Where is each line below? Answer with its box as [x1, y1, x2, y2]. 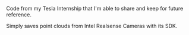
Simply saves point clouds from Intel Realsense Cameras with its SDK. [6, 23, 178, 29]
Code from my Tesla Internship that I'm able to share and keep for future [6, 5, 184, 12]
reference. [6, 11, 31, 18]
